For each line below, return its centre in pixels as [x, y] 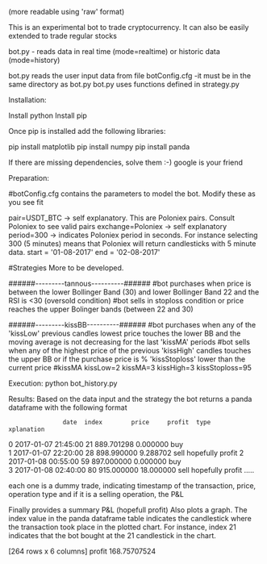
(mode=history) [34, 60]
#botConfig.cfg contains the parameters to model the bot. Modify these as [132, 194]
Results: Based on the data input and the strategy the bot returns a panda [130, 399]
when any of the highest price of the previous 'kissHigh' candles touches [130, 351]
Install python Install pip [48, 115]
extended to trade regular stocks [63, 36]
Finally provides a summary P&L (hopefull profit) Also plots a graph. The [128, 510]
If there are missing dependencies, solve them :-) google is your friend [126, 162]
